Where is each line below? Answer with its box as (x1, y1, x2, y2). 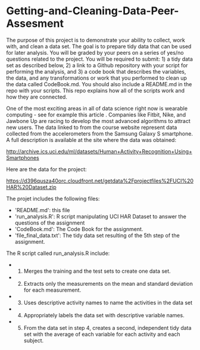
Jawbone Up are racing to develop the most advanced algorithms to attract (6, 117, 190, 124)
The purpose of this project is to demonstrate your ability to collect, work (6, 36, 186, 43)
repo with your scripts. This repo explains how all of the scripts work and (6, 87, 185, 94)
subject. (23, 337, 43, 344)
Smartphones (6, 154, 40, 161)
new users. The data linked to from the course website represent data (6, 124, 177, 131)
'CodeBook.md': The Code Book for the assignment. (14, 225, 143, 232)
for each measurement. (23, 286, 82, 294)
